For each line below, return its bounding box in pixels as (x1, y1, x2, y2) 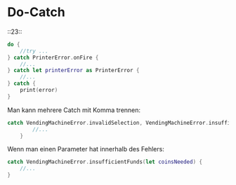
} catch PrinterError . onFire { (7, 54, 99, 61)
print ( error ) (20, 87, 58, 94)
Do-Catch (7, 4, 65, 20)
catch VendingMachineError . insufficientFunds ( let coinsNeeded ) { (7, 158, 202, 165)
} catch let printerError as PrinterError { (7, 67, 140, 74)
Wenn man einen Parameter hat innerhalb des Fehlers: (7, 145, 165, 153)
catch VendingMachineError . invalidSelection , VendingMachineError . (7, 119, 209, 126)
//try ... (20, 47, 49, 55)
